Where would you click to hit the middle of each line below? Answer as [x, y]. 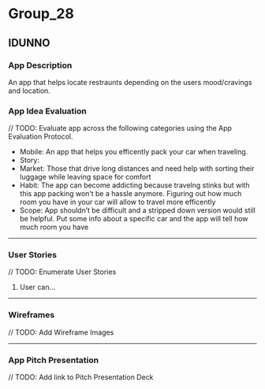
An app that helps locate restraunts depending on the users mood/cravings [130, 82]
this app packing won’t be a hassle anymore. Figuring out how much [131, 194]
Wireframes [32, 315]
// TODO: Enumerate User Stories [62, 272]
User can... [37, 287]
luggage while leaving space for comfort [85, 177]
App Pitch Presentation [54, 360]
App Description [40, 65]
